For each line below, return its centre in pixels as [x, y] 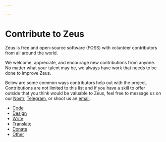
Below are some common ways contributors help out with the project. [76, 83]
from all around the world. [31, 53]
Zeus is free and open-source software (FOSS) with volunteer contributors [81, 47]
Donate [20, 129]
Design [20, 113]
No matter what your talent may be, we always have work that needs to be [81, 68]
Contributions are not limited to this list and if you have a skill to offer [75, 88]
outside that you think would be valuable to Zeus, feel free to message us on [83, 93]
